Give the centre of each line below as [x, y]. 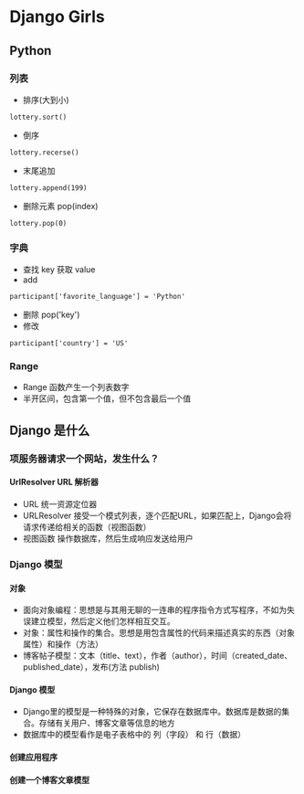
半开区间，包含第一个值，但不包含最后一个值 [107, 398]
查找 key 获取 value [59, 270]
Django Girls [57, 17]
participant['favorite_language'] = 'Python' [97, 297]
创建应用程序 [33, 757]
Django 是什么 [50, 430]
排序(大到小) [46, 100]
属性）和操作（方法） [63, 644]
